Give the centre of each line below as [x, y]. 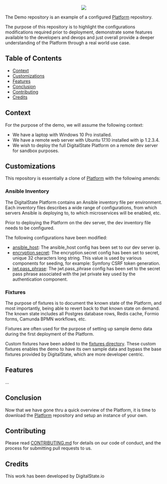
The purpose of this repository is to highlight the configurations [70, 27]
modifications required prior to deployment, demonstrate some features [79, 32]
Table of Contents [34, 58]
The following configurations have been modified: [56, 237]
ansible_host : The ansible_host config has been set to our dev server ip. [86, 247]
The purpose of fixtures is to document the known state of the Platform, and [83, 303]
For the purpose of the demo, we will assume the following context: [74, 125]
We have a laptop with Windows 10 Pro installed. [62, 135]
